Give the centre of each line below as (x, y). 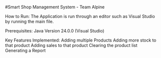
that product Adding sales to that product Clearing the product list (71, 45)
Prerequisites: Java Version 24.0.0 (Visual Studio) (55, 31)
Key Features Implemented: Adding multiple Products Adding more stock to (81, 40)
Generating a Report (25, 51)
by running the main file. (30, 22)
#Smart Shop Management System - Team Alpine (55, 7)
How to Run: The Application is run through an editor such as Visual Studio (80, 16)
